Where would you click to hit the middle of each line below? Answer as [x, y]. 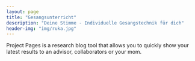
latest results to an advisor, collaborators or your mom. [74, 52]
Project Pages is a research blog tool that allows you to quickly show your [97, 45]
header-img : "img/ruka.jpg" [42, 28]
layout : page [23, 12]
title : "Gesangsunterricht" [42, 17]
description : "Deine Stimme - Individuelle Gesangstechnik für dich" [95, 23]
